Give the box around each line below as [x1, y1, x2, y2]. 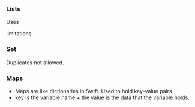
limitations [6, 30, 32, 37]
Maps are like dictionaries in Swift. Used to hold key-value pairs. [14, 87, 174, 94]
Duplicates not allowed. [6, 59, 64, 66]
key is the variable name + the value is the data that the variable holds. [14, 94, 190, 101]
